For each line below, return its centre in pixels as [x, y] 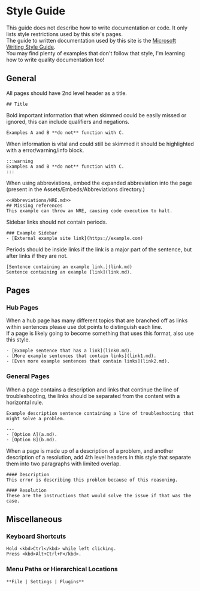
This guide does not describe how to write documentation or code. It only [97, 28]
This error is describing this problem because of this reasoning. [92, 480]
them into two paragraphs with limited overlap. [63, 464]
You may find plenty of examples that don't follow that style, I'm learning [96, 53]
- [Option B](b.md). [32, 439]
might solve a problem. [36, 418]
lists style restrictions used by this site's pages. [65, 34]
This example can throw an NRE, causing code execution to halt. [89, 211]
